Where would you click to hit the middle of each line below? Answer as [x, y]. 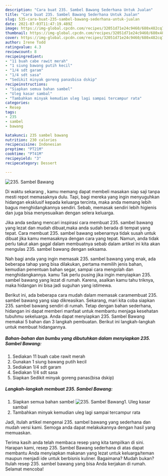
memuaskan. [18, 432]
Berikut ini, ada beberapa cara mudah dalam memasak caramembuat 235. [81, 295]
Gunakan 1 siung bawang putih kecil [49, 361]
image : [12, 29]
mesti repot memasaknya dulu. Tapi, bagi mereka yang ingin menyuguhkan [82, 197]
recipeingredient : [24, 56]
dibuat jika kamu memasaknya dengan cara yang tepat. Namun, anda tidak [82, 238]
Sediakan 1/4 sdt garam [37, 367]
